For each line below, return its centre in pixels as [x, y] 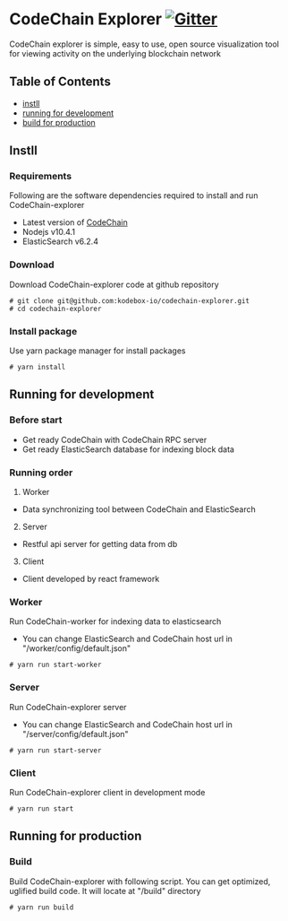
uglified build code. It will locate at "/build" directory [105, 891]
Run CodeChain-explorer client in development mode [107, 792]
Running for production [76, 836]
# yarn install [38, 368]
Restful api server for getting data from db [100, 544]
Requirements [41, 177]
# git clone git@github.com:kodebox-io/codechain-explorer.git [130, 300]
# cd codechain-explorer [55, 308]
